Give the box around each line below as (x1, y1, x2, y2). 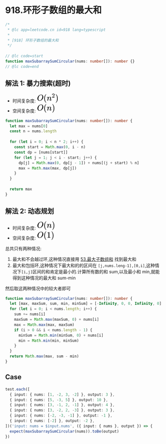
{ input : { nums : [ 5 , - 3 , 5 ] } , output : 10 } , (9, 397, 108, 402)
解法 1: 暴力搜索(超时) (5, 79, 71, 88)
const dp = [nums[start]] (14, 150, 68, 155)
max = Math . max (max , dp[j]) (18, 166, 77, 171)
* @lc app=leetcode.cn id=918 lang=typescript (7, 27, 106, 32)
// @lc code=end (5, 64, 39, 69)
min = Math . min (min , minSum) (18, 338, 79, 343)
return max (9, 187, 32, 192)
